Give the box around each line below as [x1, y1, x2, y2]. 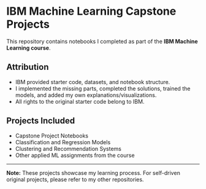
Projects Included [6, 115, 75, 126]
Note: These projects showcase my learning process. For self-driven [6, 169, 181, 176]
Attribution [6, 62, 49, 72]
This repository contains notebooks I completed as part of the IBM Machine [6, 37, 198, 45]
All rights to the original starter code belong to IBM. [15, 98, 145, 105]
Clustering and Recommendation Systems [15, 145, 121, 152]
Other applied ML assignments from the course [15, 152, 135, 159]
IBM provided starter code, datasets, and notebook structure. [15, 78, 170, 85]
